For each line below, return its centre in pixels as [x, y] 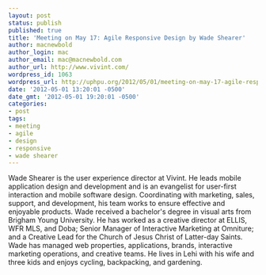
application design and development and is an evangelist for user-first [122, 186]
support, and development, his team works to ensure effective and [117, 204]
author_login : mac [38, 52]
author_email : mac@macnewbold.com [65, 60]
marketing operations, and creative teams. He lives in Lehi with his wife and [131, 254]
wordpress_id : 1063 [40, 74]
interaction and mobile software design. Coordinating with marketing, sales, [131, 195]
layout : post [30, 15]
